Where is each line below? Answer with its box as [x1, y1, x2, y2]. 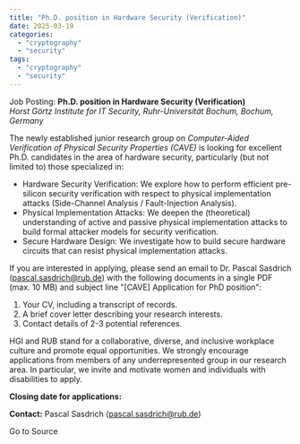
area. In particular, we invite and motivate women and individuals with [9, 364, 266, 375]
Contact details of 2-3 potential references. [21, 318, 183, 328]
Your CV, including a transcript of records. [21, 299, 177, 309]
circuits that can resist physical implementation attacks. [21, 245, 228, 256]
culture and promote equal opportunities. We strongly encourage [9, 344, 249, 355]
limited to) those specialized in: [9, 161, 124, 171]
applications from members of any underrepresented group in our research [9, 354, 287, 365]
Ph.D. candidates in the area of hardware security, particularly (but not [9, 152, 270, 162]
